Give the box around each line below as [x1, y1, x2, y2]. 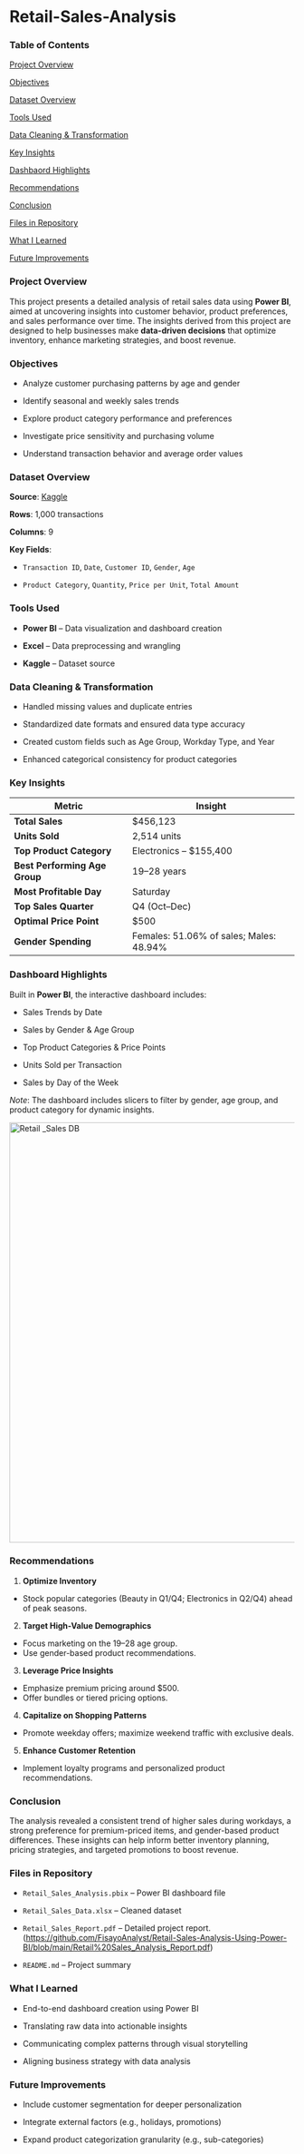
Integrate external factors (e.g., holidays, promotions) [22, 2117, 222, 2128]
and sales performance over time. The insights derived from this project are [9, 315, 291, 326]
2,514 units [132, 830, 182, 843]
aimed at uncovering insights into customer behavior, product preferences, [9, 306, 289, 317]
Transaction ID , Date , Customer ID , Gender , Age [22, 562, 195, 573]
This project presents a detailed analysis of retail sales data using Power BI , [9, 296, 291, 307]
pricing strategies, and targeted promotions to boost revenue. [9, 1845, 239, 1855]
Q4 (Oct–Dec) [132, 900, 192, 913]
